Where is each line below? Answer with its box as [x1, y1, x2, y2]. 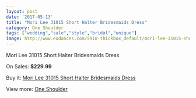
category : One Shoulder [6, 24, 64, 31]
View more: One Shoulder [6, 86, 68, 92]
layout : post [6, 8, 38, 15]
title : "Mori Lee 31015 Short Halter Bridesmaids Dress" [6, 19, 148, 25]
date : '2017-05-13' [6, 14, 54, 20]
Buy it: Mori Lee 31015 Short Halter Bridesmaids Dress [6, 74, 136, 81]
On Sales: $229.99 [6, 63, 52, 70]
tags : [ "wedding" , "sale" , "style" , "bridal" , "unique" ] [6, 30, 137, 36]
